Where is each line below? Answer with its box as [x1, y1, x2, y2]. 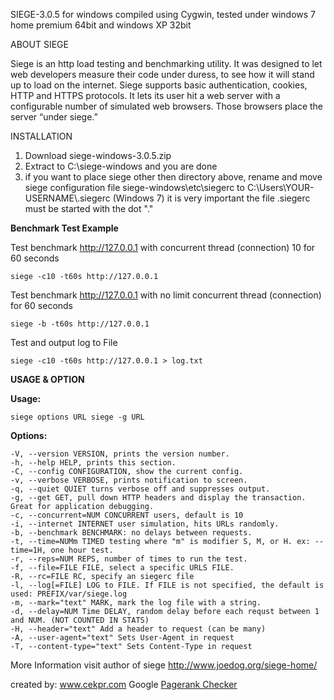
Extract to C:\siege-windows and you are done [24, 160, 218, 172]
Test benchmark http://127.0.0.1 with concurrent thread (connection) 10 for [10, 242, 316, 253]
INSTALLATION [10, 130, 73, 142]
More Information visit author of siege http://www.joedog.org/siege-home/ [10, 659, 318, 671]
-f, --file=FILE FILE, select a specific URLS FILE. [10, 563, 235, 573]
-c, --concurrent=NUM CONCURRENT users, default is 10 [10, 510, 244, 520]
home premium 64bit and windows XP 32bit [10, 19, 192, 31]
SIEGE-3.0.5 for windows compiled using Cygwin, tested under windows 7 [10, 9, 317, 20]
